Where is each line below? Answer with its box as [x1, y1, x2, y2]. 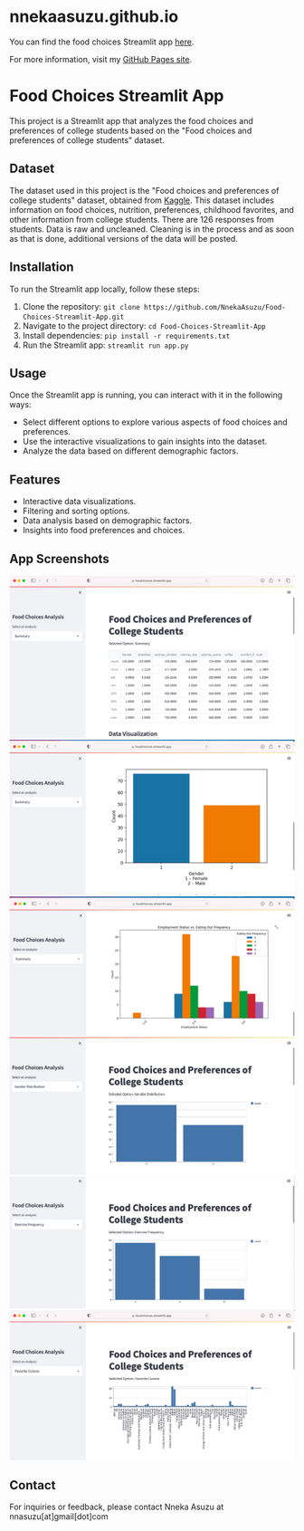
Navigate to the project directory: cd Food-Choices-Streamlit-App [22, 320, 266, 331]
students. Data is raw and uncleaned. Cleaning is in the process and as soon [9, 224, 295, 234]
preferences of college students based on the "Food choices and [9, 125, 252, 136]
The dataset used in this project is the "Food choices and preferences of [9, 185, 280, 196]
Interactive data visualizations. [22, 496, 137, 507]
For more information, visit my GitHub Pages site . [9, 53, 193, 64]
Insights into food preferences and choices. [22, 525, 185, 536]
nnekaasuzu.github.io [9, 6, 179, 27]
